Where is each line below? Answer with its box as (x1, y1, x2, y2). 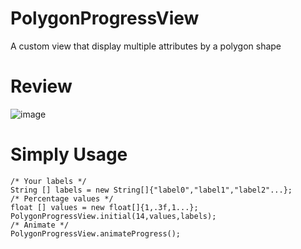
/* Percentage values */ (10, 193, 114, 204)
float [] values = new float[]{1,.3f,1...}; (10, 202, 199, 212)
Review (10, 75, 73, 98)
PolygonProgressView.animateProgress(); (10, 228, 182, 239)
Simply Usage (10, 143, 128, 166)
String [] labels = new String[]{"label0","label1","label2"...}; (10, 185, 293, 195)
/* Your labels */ (10, 176, 87, 186)
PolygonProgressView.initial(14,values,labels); (10, 211, 217, 221)
